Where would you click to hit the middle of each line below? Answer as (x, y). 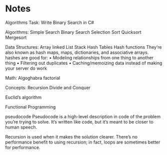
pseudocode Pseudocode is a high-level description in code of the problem (83, 116)
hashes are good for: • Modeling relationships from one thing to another (79, 57)
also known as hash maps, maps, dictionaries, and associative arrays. (77, 52)
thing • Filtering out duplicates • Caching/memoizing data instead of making (84, 63)
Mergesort (16, 37)
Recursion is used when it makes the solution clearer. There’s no (71, 137)
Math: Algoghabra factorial (33, 78)
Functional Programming (30, 107)
